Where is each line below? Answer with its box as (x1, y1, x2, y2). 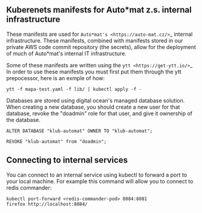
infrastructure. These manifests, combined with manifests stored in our (6, 36, 183, 44)
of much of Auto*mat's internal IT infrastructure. (6, 50, 127, 57)
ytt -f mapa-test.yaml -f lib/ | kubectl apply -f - (6, 86, 142, 92)
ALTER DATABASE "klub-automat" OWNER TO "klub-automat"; (6, 127, 153, 134)
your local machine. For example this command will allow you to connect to (6, 177, 194, 184)
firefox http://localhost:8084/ (6, 201, 88, 207)
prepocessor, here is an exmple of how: (6, 74, 105, 81)
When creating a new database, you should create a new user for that (6, 103, 180, 110)
